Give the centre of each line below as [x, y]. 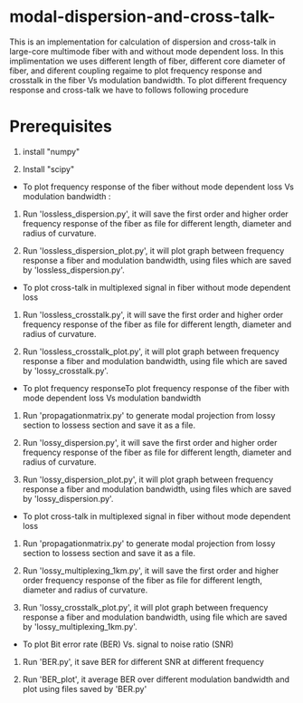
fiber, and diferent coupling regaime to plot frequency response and [136, 71]
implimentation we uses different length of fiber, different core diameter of [147, 61]
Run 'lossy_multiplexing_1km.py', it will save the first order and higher [151, 570]
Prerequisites [61, 126]
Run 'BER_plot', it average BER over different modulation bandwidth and [156, 679]
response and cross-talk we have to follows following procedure [129, 90]
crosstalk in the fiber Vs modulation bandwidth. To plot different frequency [148, 80]
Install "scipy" [48, 169]
